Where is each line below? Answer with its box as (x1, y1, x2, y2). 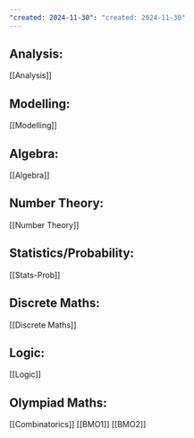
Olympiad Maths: (9, 395, 107, 410)
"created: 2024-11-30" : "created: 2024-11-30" (9, 13, 186, 22)
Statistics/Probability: (9, 246, 134, 261)
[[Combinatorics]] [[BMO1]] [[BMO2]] (9, 419, 147, 430)
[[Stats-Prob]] (9, 269, 61, 280)
